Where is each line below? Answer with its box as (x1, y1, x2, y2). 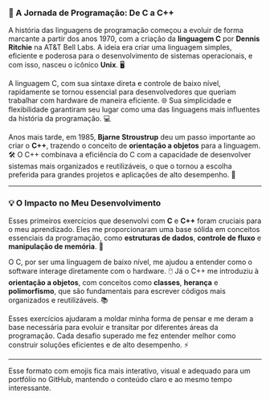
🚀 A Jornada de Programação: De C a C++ (8, 7, 174, 18)
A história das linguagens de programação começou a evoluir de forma (8, 26, 243, 35)
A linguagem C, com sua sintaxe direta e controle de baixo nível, (8, 79, 221, 88)
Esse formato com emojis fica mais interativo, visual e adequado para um (8, 365, 251, 376)
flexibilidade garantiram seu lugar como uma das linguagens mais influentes (8, 104, 260, 115)
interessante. (8, 383, 52, 393)
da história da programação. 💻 (8, 114, 111, 124)
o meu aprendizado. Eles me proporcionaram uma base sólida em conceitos (8, 224, 260, 234)
